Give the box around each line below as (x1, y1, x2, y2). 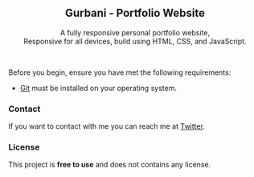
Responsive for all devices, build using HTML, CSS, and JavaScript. (23, 36, 247, 46)
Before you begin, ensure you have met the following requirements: (8, 68, 231, 77)
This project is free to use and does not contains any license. (8, 160, 211, 170)
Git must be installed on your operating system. (19, 83, 177, 93)
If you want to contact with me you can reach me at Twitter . (8, 121, 205, 131)
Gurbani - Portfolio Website (64, 6, 206, 20)
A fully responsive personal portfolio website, (59, 27, 211, 37)
